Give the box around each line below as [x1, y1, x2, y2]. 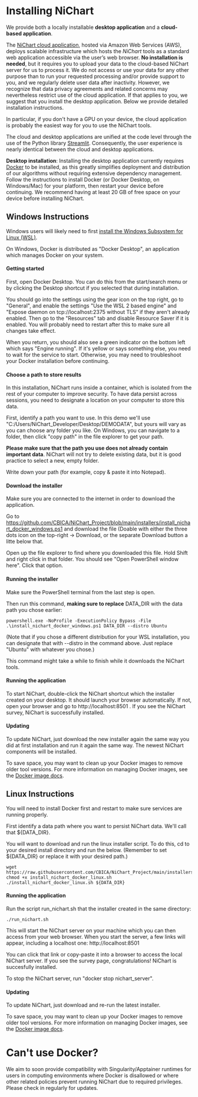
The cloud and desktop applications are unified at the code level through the [6, 133, 192, 140]
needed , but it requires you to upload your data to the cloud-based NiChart [6, 60, 189, 67]
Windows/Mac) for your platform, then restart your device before [6, 182, 164, 189]
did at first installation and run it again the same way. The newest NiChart [6, 742, 184, 749]
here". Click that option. [6, 562, 64, 569]
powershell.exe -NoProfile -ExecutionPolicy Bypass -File [6, 618, 151, 624]
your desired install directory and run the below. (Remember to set [6, 846, 167, 853]
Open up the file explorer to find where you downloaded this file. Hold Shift [6, 549, 188, 556]
